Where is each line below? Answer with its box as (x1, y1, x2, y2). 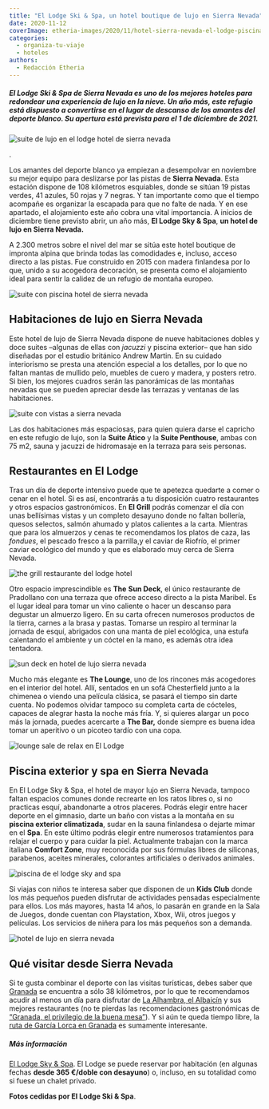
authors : (9, 57, 38, 65)
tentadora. (9, 644, 43, 654)
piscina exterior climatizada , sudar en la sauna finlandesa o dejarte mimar (9, 820, 255, 829)
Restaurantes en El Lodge (9, 464, 139, 478)
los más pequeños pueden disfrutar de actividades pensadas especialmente (9, 892, 260, 903)
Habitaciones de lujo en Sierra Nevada (9, 312, 203, 326)
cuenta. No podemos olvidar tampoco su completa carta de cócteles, (9, 700, 237, 710)
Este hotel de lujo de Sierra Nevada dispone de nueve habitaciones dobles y (9, 333, 260, 344)
